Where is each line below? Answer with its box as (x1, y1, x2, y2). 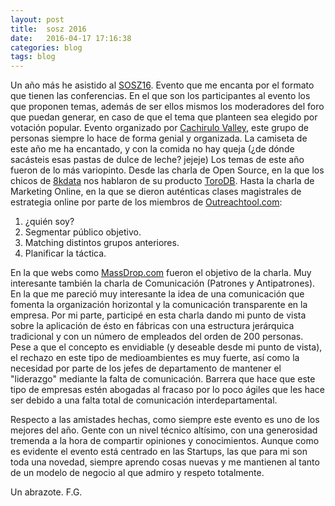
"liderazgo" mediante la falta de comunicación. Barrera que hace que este (10, 373, 316, 385)
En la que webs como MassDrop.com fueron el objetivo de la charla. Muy (10, 267, 312, 279)
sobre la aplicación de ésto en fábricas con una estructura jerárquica (10, 320, 295, 332)
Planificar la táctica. (24, 247, 107, 260)
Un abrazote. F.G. (10, 486, 83, 498)
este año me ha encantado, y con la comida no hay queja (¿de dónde (10, 143, 295, 155)
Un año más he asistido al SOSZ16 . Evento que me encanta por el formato (10, 79, 315, 91)
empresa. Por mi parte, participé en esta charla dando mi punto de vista (10, 309, 307, 321)
